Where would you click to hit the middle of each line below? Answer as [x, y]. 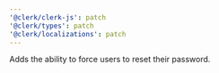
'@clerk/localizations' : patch [68, 34]
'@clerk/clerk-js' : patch [57, 17]
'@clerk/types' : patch [52, 26]
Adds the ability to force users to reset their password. [110, 60]
